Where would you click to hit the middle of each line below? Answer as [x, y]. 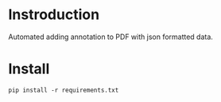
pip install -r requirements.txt [64, 90]
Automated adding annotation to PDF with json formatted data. [111, 37]
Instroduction [54, 15]
